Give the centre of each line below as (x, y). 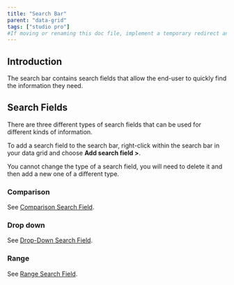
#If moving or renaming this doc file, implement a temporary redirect (113, 33)
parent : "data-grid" (37, 20)
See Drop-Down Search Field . (50, 240)
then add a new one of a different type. (63, 174)
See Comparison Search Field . (51, 207)
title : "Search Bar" (37, 14)
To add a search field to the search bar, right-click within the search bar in (114, 145)
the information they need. (45, 86)
